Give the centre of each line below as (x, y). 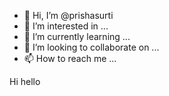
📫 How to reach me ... (70, 58)
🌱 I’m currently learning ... (77, 36)
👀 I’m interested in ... (66, 26)
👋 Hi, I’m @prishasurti (68, 15)
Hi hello (25, 81)
